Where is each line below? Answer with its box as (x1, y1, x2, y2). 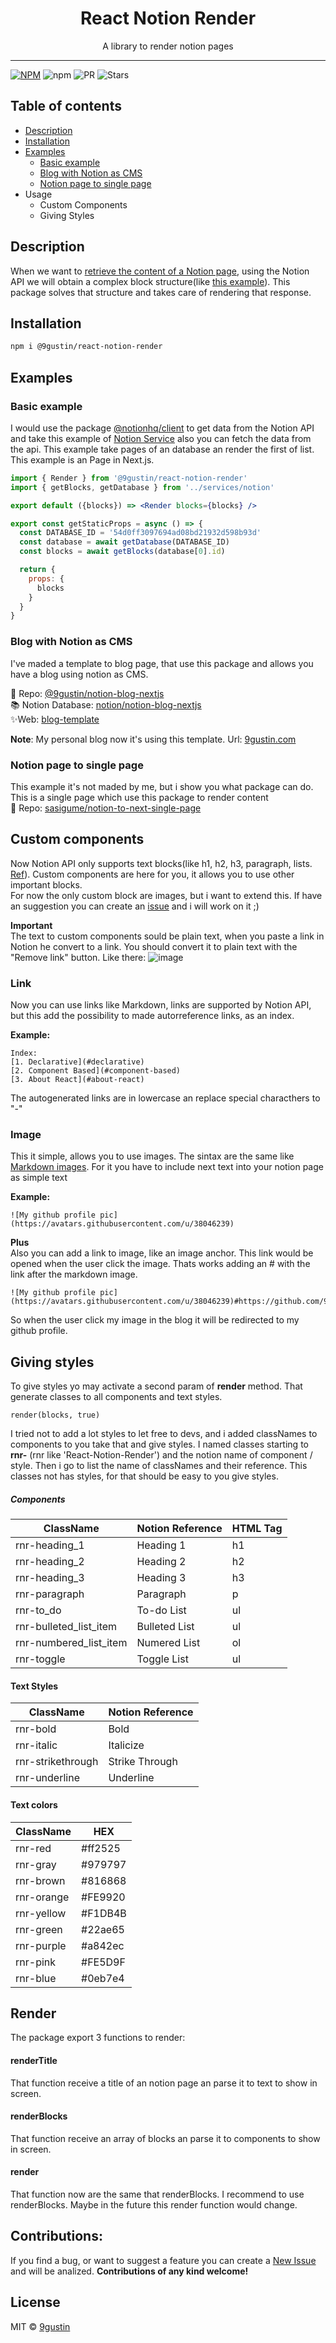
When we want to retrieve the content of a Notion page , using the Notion (10, 265, 310, 277)
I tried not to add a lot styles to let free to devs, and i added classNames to (10, 1428, 318, 1440)
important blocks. (10, 878, 83, 891)
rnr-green (15, 1922, 63, 1936)
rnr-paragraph (15, 1587, 85, 1601)
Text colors (10, 1798, 58, 1811)
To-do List (136, 1603, 187, 1617)
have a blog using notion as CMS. (10, 668, 149, 680)
